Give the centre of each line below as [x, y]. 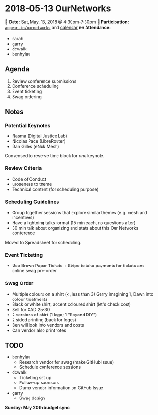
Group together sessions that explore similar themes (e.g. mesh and [79, 213]
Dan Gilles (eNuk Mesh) [36, 147]
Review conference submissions [44, 81]
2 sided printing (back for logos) [44, 320]
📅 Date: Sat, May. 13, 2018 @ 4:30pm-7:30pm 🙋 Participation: [67, 22]
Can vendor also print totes [39, 330]
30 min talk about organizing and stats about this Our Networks [75, 228]
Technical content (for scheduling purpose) [55, 189]
